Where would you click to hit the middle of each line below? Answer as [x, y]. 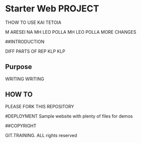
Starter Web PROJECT [52, 9]
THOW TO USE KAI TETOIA [33, 22]
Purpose [19, 67]
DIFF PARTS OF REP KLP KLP [35, 51]
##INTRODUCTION [25, 41]
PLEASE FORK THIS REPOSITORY [40, 106]
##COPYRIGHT [21, 126]
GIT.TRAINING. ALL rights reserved [41, 135]
